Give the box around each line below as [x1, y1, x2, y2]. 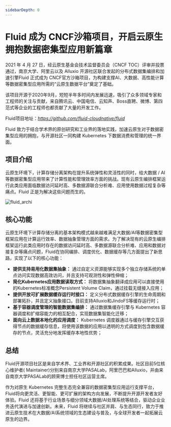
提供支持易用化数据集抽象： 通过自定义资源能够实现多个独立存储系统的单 [12, 266, 166, 272]
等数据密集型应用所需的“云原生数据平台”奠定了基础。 [5, 81, 117, 87]
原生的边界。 [5, 416, 32, 422]
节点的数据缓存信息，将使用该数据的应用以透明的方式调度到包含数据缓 [17, 323, 164, 330]
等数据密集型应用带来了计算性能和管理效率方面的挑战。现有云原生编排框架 [5, 176, 161, 182]
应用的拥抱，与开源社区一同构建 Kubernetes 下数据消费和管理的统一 [14, 132, 157, 138]
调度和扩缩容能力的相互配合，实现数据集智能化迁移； [17, 311, 129, 317]
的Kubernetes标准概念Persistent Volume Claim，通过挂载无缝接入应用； [12, 285, 164, 291]
